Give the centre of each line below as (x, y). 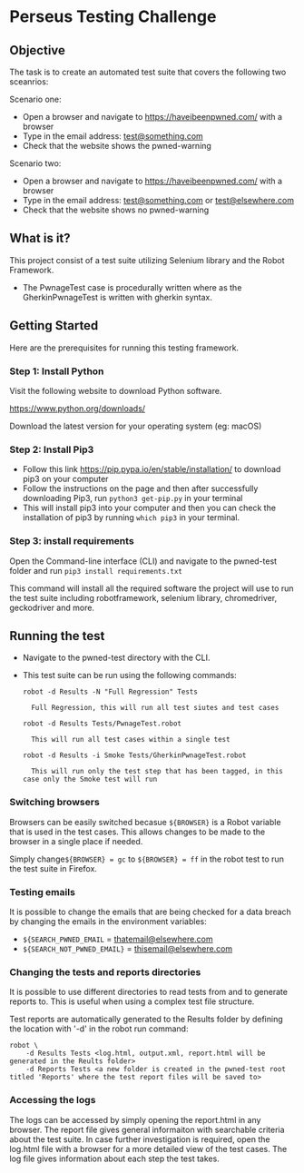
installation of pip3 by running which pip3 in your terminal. (131, 517)
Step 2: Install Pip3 (52, 449)
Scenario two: (35, 163)
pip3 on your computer (65, 479)
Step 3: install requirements (72, 541)
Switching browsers (54, 803)
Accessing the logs (53, 1100)
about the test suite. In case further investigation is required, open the (140, 1139)
